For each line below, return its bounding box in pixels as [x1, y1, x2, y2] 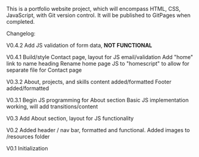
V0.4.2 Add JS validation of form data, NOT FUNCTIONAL [6, 42, 153, 49]
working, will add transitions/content [6, 103, 98, 110]
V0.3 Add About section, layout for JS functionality [6, 115, 134, 122]
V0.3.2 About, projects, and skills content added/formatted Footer [6, 78, 172, 85]
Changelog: [6, 30, 35, 37]
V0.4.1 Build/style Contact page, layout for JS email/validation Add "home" [6, 54, 194, 60]
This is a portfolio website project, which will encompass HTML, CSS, [6, 5, 181, 12]
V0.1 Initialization [6, 145, 48, 152]
